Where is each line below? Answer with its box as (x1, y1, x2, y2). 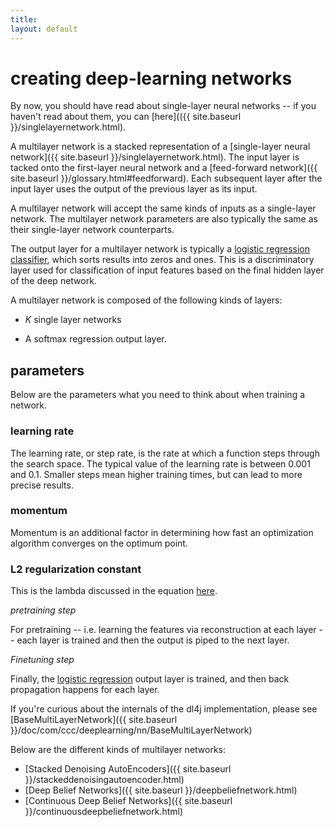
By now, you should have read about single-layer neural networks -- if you (10, 100, 317, 112)
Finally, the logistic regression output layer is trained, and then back (10, 673, 290, 685)
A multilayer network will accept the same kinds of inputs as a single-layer (10, 202, 317, 215)
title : (10, 14, 38, 25)
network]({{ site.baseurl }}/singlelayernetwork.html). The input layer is (10, 151, 300, 163)
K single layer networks (24, 314, 122, 326)
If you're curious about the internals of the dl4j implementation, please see (10, 703, 318, 715)
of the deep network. (10, 275, 97, 287)
